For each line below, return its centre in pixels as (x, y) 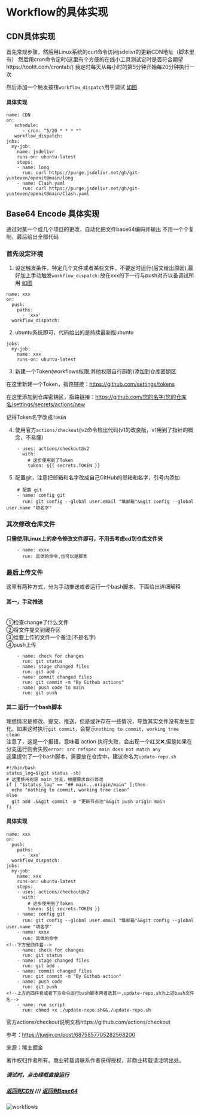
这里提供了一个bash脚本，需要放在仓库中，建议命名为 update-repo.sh (91, 757)
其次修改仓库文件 (31, 524)
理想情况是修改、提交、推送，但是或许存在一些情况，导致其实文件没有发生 (98, 721)
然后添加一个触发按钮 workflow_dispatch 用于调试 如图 (72, 87)
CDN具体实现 (31, 36)
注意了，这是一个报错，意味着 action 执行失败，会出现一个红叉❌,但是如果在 (99, 742)
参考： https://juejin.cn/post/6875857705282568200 (71, 1034)
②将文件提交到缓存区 (33, 630)
